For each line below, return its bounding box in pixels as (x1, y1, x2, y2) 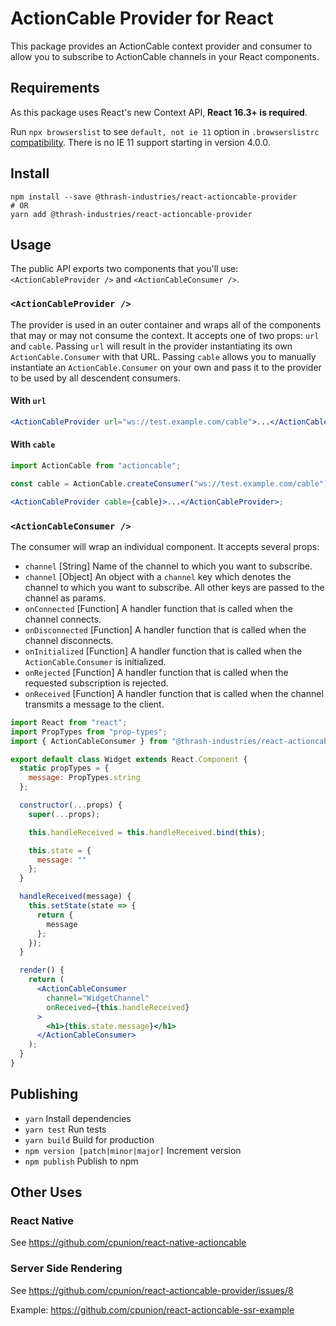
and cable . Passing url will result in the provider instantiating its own (10, 340, 293, 352)
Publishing (10, 1086, 79, 1103)
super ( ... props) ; (28, 809, 101, 819)
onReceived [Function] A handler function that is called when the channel (24, 687, 324, 699)
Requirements (10, 80, 100, 97)
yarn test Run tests (24, 1123, 107, 1135)
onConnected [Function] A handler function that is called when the (24, 602, 293, 614)
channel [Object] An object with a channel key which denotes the (24, 570, 292, 582)
